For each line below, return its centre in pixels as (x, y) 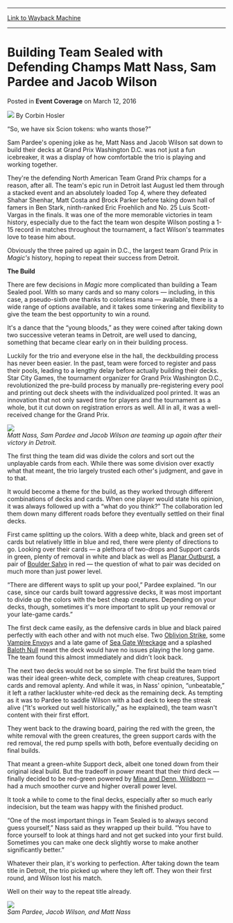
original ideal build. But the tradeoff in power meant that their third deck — (113, 771)
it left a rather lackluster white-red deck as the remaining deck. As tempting (115, 693)
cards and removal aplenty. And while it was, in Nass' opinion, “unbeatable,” (116, 685)
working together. (32, 164)
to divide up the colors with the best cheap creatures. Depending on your (112, 599)
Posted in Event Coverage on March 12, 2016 (72, 101)
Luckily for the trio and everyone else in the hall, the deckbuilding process (113, 355)
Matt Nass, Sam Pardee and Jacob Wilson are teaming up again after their (114, 435)
